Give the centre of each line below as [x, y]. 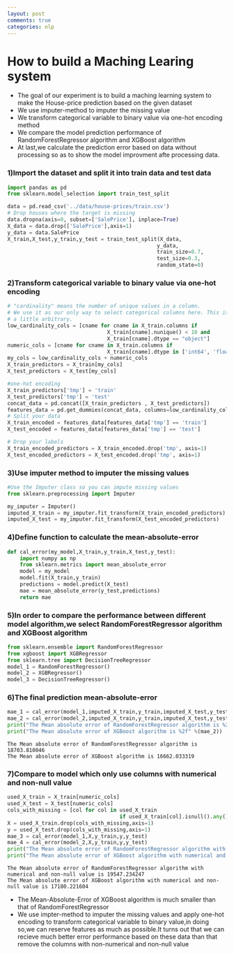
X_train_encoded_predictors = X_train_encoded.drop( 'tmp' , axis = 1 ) [107, 448]
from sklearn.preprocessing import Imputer [71, 493]
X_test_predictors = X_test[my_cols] [62, 371]
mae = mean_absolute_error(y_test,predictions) [90, 591]
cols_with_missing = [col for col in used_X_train [82, 810]
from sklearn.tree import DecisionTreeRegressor [79, 660]
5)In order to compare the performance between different [107, 615]
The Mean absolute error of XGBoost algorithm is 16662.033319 [101, 756]
